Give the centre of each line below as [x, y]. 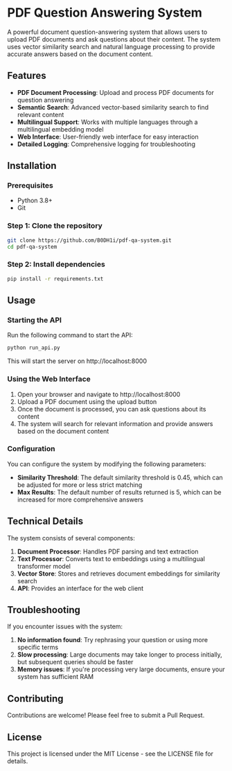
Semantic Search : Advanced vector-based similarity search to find [113, 107]
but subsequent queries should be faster [75, 662]
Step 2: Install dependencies [56, 265]
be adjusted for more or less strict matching [80, 485]
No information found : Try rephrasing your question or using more [113, 640]
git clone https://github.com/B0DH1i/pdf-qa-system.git [89, 240]
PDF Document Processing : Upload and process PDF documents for [116, 92]
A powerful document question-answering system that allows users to [107, 32]
